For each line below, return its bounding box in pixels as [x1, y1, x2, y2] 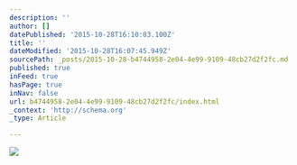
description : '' [9, 13, 70, 23]
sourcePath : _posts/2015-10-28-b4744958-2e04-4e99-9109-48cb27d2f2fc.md [9, 55, 289, 64]
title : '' [9, 38, 47, 48]
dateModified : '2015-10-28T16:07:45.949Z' [9, 47, 172, 56]
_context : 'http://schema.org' [9, 105, 127, 115]
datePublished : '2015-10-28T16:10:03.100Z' [9, 30, 176, 39]
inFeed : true [9, 72, 59, 81]
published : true [9, 64, 70, 73]
